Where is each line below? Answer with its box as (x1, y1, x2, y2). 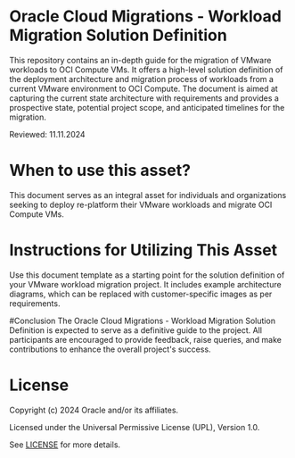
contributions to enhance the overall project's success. (9, 344, 211, 354)
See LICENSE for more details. (9, 439, 121, 450)
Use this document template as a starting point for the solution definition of (9, 270, 285, 280)
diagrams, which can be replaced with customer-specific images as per (9, 288, 273, 299)
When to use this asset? (9, 161, 192, 180)
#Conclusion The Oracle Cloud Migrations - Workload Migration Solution (9, 315, 276, 326)
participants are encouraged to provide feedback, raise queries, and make (9, 334, 283, 345)
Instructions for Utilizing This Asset (9, 240, 278, 261)
